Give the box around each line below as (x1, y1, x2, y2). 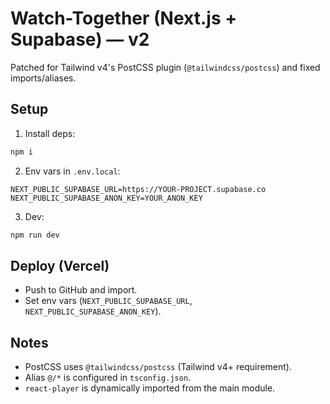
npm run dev (10, 230, 60, 240)
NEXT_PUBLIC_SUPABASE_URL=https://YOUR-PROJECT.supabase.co (10, 184, 267, 194)
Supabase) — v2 (10, 28, 150, 51)
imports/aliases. (10, 72, 77, 84)
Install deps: (24, 127, 76, 139)
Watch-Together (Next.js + (10, 7, 238, 30)
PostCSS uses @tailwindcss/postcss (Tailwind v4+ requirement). (24, 361, 293, 373)
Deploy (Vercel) (10, 257, 110, 274)
